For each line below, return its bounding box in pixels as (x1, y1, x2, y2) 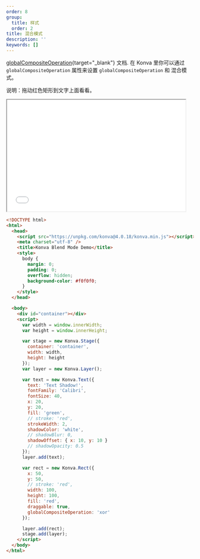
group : (6, 14, 23, 20)
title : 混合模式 (6, 31, 43, 37)
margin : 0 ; (27, 261, 55, 267)
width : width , (27, 349, 62, 355)
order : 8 (6, 8, 28, 15)
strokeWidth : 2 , (27, 421, 68, 427)
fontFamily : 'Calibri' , (27, 388, 86, 394)
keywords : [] (6, 42, 39, 48)
